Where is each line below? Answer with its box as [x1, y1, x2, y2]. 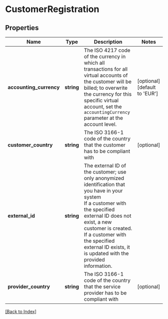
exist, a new [83, 219, 112, 225]
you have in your [83, 187, 123, 194]
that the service [83, 283, 121, 290]
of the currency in [83, 53, 126, 60]
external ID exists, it [83, 244, 130, 250]
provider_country [7, 283, 50, 290]
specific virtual [83, 97, 119, 104]
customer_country [7, 141, 53, 148]
